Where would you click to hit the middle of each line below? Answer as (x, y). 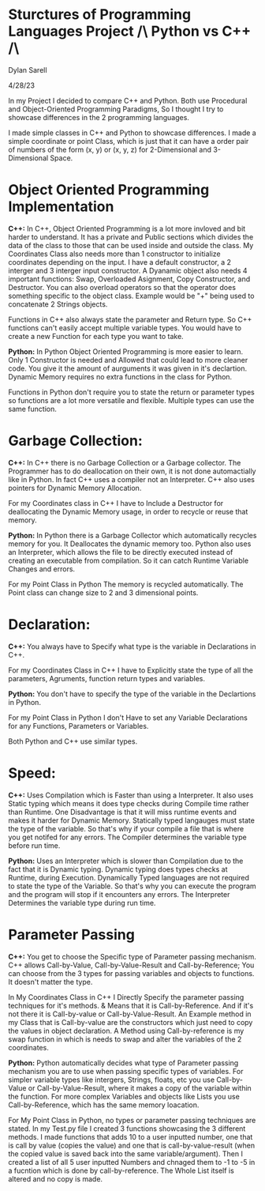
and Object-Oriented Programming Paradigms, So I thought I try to (116, 109)
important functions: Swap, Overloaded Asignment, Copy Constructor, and (129, 279)
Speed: (32, 773)
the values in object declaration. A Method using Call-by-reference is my (126, 1031)
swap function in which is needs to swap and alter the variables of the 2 (125, 1039)
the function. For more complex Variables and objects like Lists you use (124, 1096)
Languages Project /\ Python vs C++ (130, 31)
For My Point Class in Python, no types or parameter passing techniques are (132, 1120)
